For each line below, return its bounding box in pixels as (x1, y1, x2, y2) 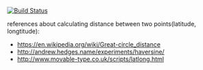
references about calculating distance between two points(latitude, (7, 20, 197, 27)
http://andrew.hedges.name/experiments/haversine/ (16, 48, 165, 56)
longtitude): (7, 27, 40, 35)
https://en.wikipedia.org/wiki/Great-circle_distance (16, 40, 161, 48)
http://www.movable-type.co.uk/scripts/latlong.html (16, 55, 165, 63)
